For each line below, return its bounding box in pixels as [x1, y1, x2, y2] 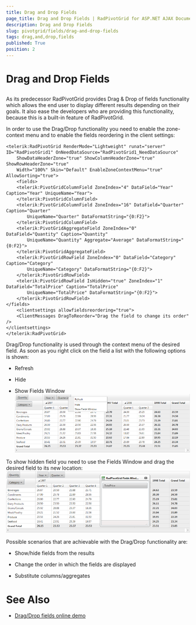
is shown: [6, 354, 29, 361]
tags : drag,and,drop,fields [6, 34, 75, 40]
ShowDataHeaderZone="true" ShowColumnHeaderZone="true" [16, 156, 156, 161]
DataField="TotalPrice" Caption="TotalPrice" [6, 284, 118, 290]
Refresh [14, 365, 34, 372]
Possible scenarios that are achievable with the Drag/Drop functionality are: [6, 538, 188, 545]
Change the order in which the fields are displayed [14, 561, 136, 568]
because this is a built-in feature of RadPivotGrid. [6, 114, 124, 121]
